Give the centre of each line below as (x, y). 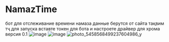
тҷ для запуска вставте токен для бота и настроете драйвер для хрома (83, 28)
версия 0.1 (16, 34)
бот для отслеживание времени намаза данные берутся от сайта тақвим (85, 23)
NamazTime (31, 9)
